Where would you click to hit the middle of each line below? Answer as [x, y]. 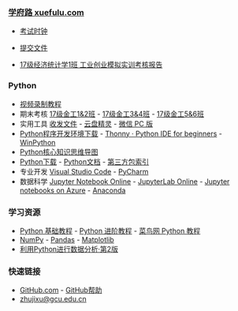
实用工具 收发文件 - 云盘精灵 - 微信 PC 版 [86, 123]
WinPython [37, 142]
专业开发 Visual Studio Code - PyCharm [84, 171]
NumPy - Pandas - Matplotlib [67, 239]
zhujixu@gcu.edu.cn [53, 299]
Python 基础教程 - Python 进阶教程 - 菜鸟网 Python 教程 [110, 230]
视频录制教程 [40, 103]
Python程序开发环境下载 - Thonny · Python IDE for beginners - [121, 133]
